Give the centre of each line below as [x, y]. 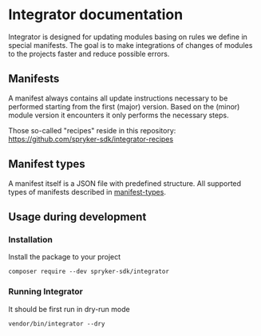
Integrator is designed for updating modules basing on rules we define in [128, 37]
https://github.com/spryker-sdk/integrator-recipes [91, 139]
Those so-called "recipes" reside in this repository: [92, 130]
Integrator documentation [96, 15]
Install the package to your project [65, 257]
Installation [31, 239]
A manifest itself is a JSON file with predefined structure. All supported [125, 183]
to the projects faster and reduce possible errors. [89, 53]
